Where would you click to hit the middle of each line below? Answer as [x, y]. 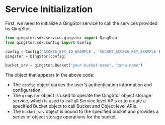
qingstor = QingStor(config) [36, 56]
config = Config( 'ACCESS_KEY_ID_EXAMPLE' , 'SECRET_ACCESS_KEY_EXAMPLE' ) [83, 51]
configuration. [27, 90]
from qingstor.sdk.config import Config [48, 42]
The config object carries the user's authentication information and [82, 85]
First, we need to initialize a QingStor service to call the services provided [81, 23]
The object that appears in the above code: [50, 75]
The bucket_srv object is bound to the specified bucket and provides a [86, 111]
